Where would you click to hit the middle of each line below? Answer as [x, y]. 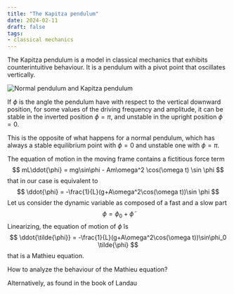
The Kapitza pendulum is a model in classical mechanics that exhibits [108, 60]
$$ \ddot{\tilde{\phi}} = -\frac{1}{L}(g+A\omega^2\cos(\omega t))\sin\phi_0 [118, 237]
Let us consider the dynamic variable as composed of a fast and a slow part [117, 203]
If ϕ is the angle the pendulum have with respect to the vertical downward [114, 102]
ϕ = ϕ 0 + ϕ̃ [118, 215]
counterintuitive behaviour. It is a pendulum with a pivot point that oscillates [117, 67]
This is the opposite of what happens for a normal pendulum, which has [111, 138]
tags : [15, 33]
